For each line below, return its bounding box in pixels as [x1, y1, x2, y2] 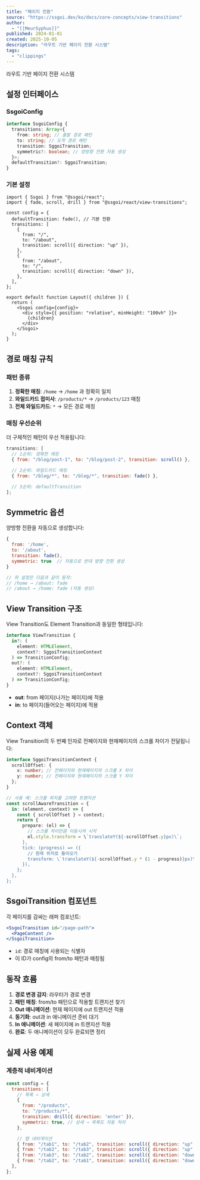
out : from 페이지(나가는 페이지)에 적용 [14, 693, 104, 700]
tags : [6, 48, 20, 54]
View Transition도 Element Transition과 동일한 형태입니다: [6, 621, 144, 628]
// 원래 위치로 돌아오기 [27, 850, 78, 857]
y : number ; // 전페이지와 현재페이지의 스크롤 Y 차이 [17, 773, 133, 779]
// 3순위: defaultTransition [11, 484, 82, 490]
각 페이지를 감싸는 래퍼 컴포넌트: [6, 913, 82, 920]
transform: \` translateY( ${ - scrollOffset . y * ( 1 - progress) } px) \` [27, 856, 198, 862]
